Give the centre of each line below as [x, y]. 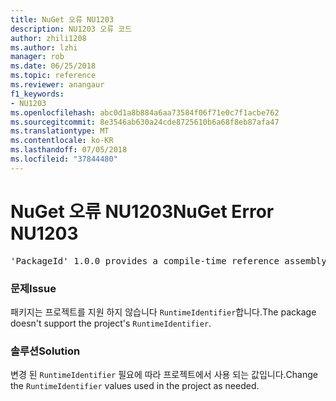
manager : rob [37, 57]
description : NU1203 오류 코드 [71, 29]
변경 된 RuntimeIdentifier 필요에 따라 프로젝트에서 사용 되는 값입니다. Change [164, 375]
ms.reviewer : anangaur [57, 85]
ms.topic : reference [53, 76]
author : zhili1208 [48, 38]
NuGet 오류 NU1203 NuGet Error [142, 211]
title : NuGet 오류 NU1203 [62, 19]
